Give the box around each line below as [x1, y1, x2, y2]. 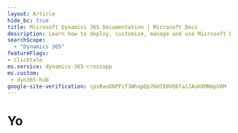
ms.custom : [7, 69, 40, 76]
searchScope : [7, 37, 46, 44]
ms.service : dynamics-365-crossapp [7, 63, 113, 70]
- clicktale [7, 57, 42, 64]
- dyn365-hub [10, 76, 50, 83]
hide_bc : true [7, 17, 50, 24]
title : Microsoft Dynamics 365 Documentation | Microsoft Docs [7, 23, 198, 30]
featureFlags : [7, 50, 50, 57]
